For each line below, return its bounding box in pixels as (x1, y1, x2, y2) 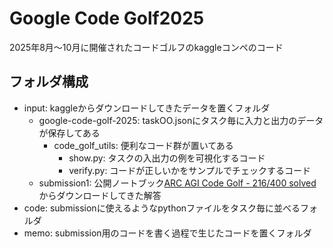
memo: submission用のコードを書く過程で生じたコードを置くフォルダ (23, 227, 312, 239)
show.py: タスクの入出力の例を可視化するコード (68, 152, 266, 164)
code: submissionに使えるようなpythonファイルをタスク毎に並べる (23, 202, 301, 214)
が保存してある (38, 127, 101, 139)
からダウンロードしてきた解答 (38, 189, 162, 201)
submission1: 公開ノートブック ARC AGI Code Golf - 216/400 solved (38, 177, 317, 189)
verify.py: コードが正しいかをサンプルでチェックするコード (68, 164, 311, 176)
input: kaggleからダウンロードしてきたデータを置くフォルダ (23, 102, 271, 114)
